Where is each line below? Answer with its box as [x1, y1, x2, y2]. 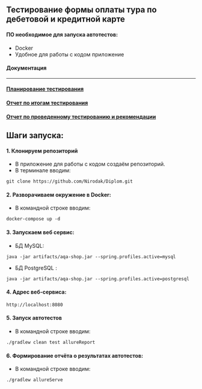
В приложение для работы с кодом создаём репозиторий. [14, 160, 165, 167]
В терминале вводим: [14, 167, 71, 174]
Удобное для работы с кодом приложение [14, 50, 124, 58]
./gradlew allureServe [6, 377, 63, 383]
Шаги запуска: [6, 130, 64, 140]
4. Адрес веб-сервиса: [6, 288, 67, 296]
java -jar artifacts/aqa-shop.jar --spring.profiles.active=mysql [6, 253, 176, 260]
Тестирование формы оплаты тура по [6, 5, 158, 15]
